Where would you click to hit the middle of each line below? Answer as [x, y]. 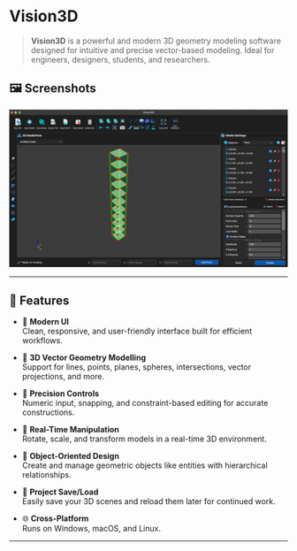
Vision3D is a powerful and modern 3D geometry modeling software [156, 41]
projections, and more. [63, 377]
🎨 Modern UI [45, 322]
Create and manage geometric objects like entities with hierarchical [145, 465]
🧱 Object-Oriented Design [70, 456]
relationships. [46, 475]
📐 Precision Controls [61, 394]
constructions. [48, 412]
